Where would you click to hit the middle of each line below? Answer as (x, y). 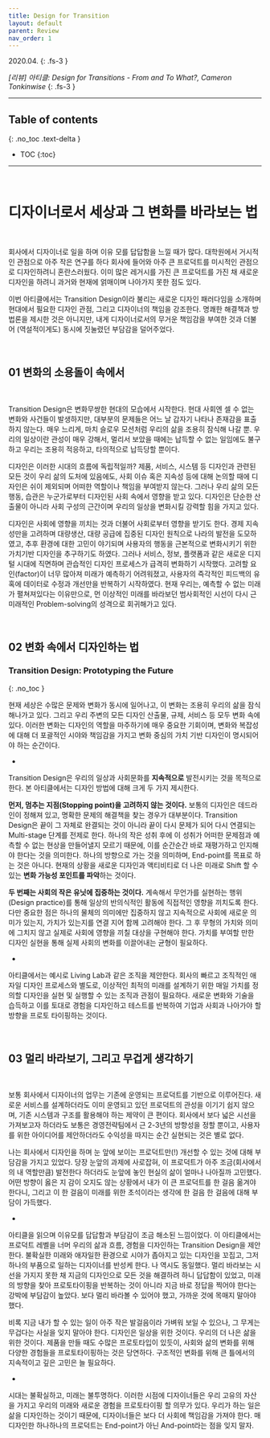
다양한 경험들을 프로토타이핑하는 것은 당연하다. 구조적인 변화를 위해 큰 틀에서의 (132, 1353)
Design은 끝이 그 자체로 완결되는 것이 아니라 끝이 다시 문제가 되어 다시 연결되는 (132, 825)
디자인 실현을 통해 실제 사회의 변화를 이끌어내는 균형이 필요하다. (108, 942)
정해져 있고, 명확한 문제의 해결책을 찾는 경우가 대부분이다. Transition (131, 815)
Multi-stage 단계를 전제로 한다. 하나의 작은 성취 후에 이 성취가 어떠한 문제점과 (130, 835)
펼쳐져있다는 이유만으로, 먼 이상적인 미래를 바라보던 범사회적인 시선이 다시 (133, 594)
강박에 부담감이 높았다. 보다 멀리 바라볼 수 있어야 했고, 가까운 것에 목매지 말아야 (133, 1296)
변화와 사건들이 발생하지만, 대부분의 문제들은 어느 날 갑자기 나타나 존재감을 (125, 419)
